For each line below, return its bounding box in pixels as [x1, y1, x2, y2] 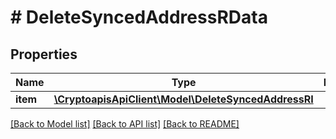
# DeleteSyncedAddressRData [10, 6, 268, 29]
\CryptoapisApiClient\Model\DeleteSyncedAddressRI [53, 92, 314, 106]
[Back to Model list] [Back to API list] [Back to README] [10, 118, 240, 130]
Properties [10, 46, 78, 63]
